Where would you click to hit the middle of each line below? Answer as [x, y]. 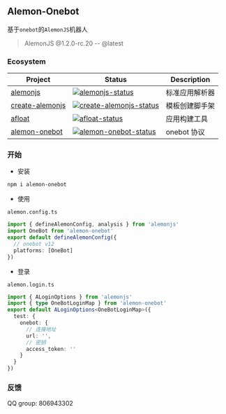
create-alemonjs [38, 106]
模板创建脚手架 [190, 106]
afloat [20, 118]
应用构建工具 [187, 119]
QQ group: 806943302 [40, 403]
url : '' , [38, 336]
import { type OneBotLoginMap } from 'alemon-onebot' [87, 303]
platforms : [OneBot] [43, 250]
